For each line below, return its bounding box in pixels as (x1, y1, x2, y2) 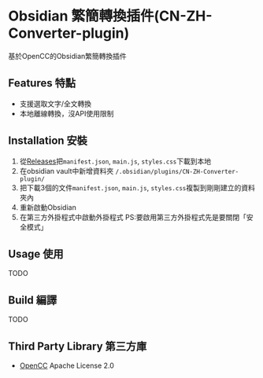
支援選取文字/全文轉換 (19, 99, 92, 108)
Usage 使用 (8, 247, 65, 260)
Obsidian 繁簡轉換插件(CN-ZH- (8, 7, 213, 25)
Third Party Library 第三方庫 (8, 339, 147, 353)
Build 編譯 (8, 293, 57, 306)
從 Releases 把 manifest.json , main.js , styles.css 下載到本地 (19, 156, 212, 166)
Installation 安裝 (8, 134, 88, 148)
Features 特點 (8, 76, 76, 90)
